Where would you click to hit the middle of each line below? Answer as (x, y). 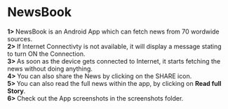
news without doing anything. (50, 68)
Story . (16, 91)
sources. (20, 38)
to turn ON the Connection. (46, 54)
